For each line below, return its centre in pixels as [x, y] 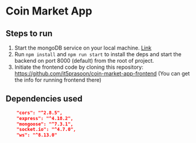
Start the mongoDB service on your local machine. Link [83, 48]
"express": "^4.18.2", [45, 118]
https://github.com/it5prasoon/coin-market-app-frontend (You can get [102, 73]
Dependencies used [44, 99]
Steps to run [29, 33]
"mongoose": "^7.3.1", [45, 124]
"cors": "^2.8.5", [40, 113]
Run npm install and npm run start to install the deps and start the [98, 54]
